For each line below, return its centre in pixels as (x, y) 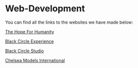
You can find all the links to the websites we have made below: (69, 22)
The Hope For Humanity (30, 32)
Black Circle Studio (25, 51)
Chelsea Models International (35, 60)
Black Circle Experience (30, 41)
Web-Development (45, 9)
